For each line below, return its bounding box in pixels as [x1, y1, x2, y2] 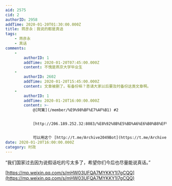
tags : [5, 31, 17, 36]
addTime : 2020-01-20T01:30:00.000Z [5, 22, 81, 27]
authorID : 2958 [5, 17, 38, 22]
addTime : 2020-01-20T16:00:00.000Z [24, 98, 100, 103]
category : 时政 [5, 144, 36, 150]
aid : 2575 [5, 7, 27, 13]
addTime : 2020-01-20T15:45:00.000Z [24, 79, 100, 84]
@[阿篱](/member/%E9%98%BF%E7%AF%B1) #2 [32, 108, 119, 113]
